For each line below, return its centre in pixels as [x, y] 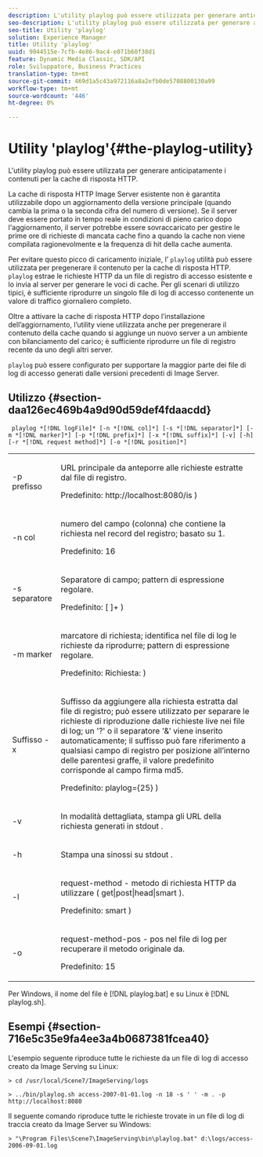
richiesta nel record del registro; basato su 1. [143, 533]
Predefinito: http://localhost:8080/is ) [129, 495]
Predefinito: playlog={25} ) [110, 788]
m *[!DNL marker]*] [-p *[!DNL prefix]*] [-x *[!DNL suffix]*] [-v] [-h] [131, 435]
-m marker [32, 654]
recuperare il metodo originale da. [123, 949]
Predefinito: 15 [88, 966]
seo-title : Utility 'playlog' [58, 30]
